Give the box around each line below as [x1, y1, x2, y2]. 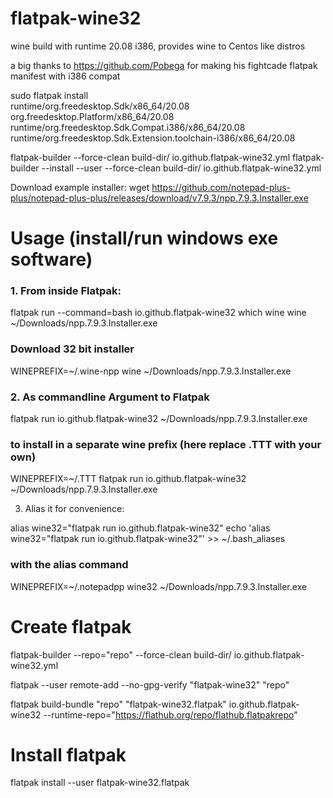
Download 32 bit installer [10, 342, 135, 356]
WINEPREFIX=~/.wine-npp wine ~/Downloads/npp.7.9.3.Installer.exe [10, 365, 292, 377]
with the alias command [10, 558, 129, 572]
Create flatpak [10, 615, 132, 638]
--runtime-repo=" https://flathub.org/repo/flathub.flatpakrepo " [43, 708, 298, 721]
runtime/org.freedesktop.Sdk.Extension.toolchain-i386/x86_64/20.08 [10, 132, 296, 144]
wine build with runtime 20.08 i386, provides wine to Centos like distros [10, 40, 306, 52]
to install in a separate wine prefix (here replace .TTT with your [10, 437, 322, 451]
